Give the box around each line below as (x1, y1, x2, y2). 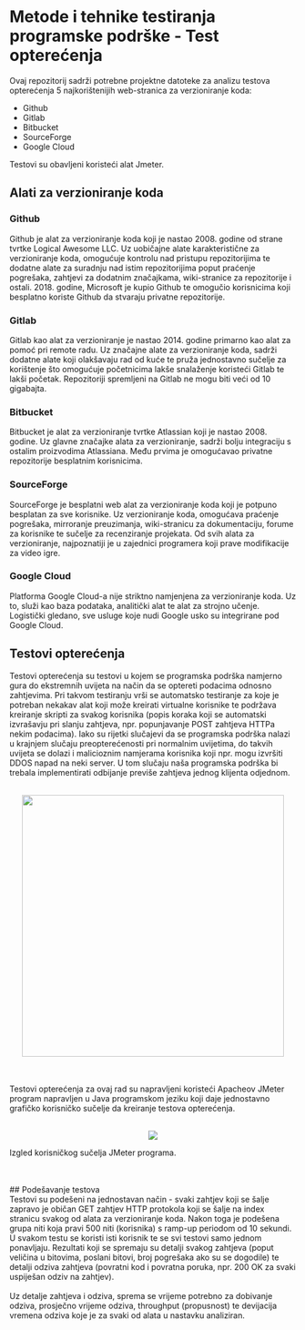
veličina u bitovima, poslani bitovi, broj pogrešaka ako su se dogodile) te (9, 1252, 280, 1263)
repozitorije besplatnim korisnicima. (9, 455, 143, 466)
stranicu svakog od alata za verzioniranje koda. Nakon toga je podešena (9, 1213, 280, 1223)
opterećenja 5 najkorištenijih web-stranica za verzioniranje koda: (9, 85, 252, 96)
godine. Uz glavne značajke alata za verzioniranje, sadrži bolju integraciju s (9, 436, 291, 447)
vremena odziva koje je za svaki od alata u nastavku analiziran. (9, 1309, 246, 1321)
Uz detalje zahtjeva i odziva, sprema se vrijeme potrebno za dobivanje (9, 1290, 273, 1301)
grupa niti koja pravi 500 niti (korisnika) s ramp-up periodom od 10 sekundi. (9, 1223, 292, 1234)
